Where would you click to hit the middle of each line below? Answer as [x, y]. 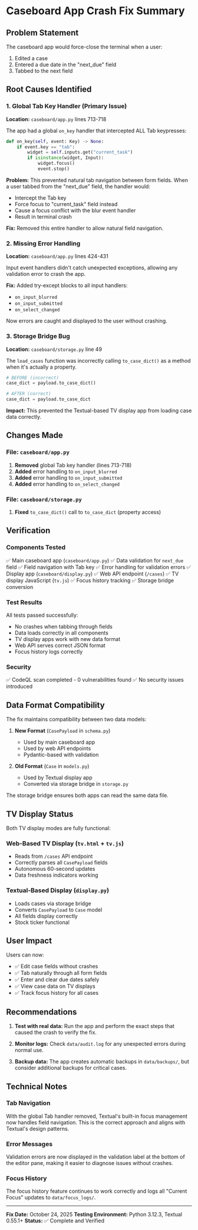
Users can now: [25, 955]
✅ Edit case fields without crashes [56, 967]
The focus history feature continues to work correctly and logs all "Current [97, 1191]
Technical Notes [37, 1086]
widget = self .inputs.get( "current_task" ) [80, 152]
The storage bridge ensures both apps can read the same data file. [88, 795]
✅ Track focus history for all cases [57, 993]
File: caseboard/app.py [38, 452]
